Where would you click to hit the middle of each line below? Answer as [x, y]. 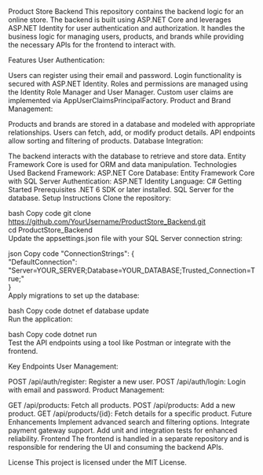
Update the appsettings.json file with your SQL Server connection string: [126, 238]
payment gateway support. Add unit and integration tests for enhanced [123, 430]
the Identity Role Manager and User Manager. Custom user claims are [121, 92]
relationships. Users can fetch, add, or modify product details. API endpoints [132, 132]
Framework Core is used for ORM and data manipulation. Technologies [122, 164]
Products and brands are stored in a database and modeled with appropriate [131, 124]
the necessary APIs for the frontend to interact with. [92, 45]
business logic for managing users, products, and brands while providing [126, 36]
